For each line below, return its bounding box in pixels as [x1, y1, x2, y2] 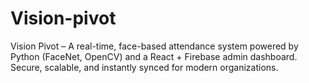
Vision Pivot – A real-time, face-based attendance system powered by [10, 40, 299, 52]
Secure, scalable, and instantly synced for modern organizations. [10, 61, 279, 73]
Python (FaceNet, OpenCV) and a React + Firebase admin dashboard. [10, 50, 298, 62]
